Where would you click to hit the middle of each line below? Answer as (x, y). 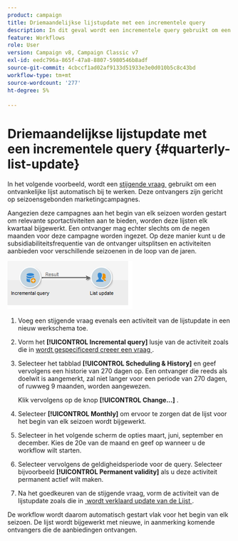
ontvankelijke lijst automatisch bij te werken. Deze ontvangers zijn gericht (115, 192)
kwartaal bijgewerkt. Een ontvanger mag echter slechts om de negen (109, 228)
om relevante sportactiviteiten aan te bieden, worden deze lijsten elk (108, 221)
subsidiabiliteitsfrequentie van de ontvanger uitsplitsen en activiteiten (109, 243)
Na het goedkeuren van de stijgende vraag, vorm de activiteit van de (118, 493)
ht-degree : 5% (29, 90)
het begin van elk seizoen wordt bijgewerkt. (82, 422)
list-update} (44, 165)
